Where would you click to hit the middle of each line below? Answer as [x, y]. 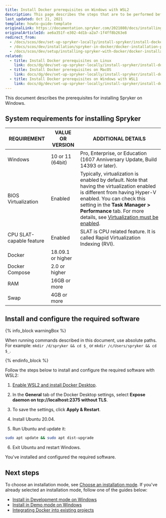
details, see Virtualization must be [119, 218]
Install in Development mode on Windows [55, 499]
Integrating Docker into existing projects [53, 510]
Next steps [22, 473]
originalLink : [20, 28]
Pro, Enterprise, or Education [113, 153]
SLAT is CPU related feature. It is [118, 231]
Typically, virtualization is [109, 174]
